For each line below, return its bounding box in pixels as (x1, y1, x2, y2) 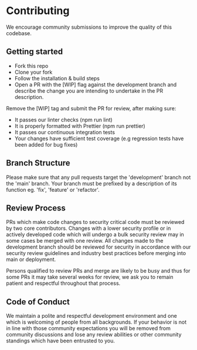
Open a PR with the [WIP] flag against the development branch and (14, 81, 177, 88)
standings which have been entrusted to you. (6, 337, 116, 344)
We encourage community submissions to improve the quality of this (6, 23, 172, 30)
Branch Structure (6, 158, 70, 168)
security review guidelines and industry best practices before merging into (6, 250, 186, 257)
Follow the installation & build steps (14, 74, 100, 81)
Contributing (6, 4, 70, 18)
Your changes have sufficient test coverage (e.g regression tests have (14, 135, 184, 142)
